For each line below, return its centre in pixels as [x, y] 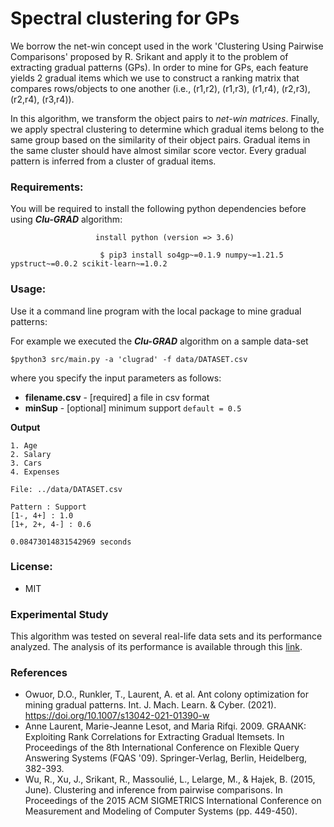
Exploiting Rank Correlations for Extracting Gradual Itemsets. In [154, 737]
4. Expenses [35, 472]
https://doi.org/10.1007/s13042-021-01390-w [117, 716]
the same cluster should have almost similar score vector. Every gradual [158, 150]
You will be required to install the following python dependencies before [158, 209]
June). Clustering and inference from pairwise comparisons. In [153, 790]
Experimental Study [59, 614]
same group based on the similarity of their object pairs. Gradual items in [160, 139]
